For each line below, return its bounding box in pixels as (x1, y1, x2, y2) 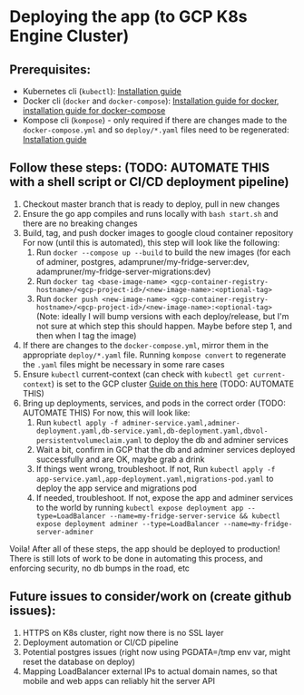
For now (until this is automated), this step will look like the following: (22, 237, 280, 248)
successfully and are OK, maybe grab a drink (35, 454, 205, 465)
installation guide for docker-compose (22, 105, 166, 115)
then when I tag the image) (35, 329, 137, 341)
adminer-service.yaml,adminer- (122, 418, 240, 427)
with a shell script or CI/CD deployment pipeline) (9, 174, 289, 190)
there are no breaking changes (22, 218, 138, 229)
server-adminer (35, 527, 93, 536)
